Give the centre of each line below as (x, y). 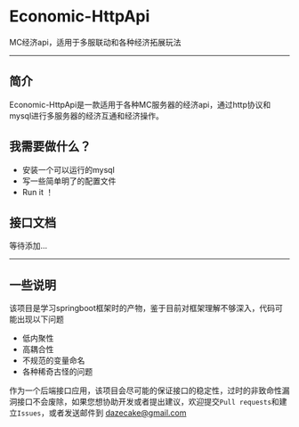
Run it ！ (38, 192)
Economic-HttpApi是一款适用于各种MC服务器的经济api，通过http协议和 (140, 104)
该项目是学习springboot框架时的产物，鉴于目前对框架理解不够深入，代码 (142, 308)
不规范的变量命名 (53, 361)
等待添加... (28, 246)
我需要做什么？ (50, 147)
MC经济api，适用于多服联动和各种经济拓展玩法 (95, 42)
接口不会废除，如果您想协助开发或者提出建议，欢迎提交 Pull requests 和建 (152, 402)
